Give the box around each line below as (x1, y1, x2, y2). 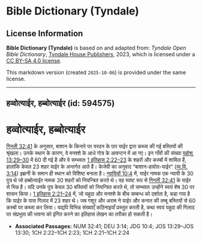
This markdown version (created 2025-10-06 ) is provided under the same (6, 69, 186, 76)
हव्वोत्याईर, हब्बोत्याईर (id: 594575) (6, 98, 115, 109)
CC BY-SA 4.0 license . (6, 57, 62, 64)
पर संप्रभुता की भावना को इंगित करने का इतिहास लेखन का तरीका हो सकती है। (6, 211, 153, 218)
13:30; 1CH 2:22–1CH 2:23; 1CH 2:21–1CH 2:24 (14, 229, 130, 237)
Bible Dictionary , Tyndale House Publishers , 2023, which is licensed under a (6, 51, 195, 58)
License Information (6, 28, 83, 39)
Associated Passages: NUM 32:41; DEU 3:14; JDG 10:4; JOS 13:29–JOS (14, 223, 194, 230)
